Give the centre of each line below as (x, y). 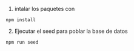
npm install (21, 20)
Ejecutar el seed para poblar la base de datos (71, 31)
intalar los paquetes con (45, 9)
